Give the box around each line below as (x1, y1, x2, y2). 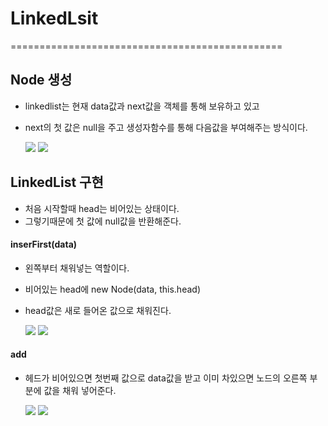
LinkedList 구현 (10, 174, 104, 191)
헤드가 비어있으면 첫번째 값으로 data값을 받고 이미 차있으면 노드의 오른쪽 (24, 372, 308, 384)
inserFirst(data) (10, 238, 78, 251)
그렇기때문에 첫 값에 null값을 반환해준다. (24, 215, 182, 227)
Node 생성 (10, 72, 73, 89)
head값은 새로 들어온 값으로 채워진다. (24, 304, 172, 316)
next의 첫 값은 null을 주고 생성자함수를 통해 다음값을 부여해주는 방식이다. (24, 121, 308, 133)
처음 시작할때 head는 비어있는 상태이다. (24, 202, 180, 214)
